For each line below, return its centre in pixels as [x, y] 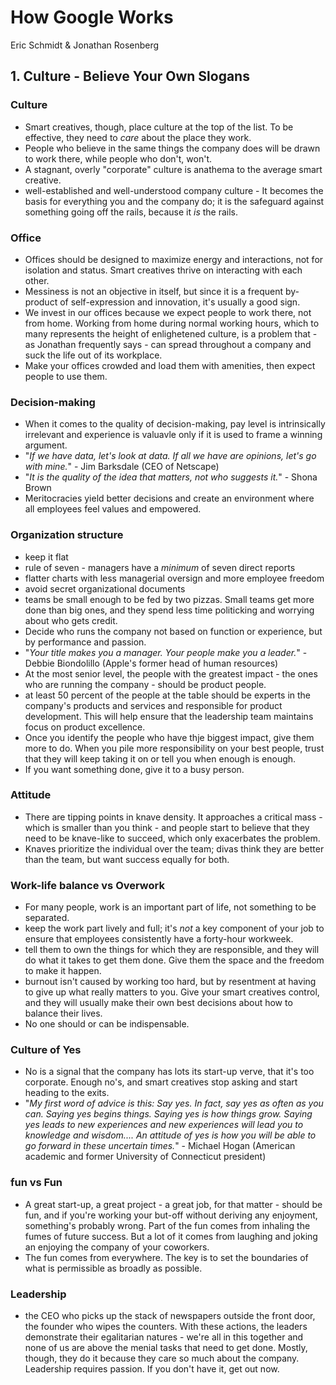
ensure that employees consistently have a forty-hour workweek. [159, 939]
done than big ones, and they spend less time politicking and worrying [169, 610]
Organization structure [67, 535]
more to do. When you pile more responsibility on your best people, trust [174, 748]
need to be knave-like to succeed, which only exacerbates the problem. [172, 838]
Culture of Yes [46, 1050]
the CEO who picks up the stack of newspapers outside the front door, [170, 1315]
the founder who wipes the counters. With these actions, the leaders [166, 1326]
